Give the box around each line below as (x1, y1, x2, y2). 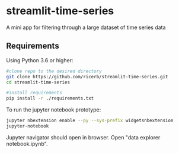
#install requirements (6, 90, 62, 96)
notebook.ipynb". (6, 140, 48, 147)
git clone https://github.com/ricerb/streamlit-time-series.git (6, 74, 168, 79)
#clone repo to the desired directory (6, 68, 102, 74)
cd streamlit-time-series (6, 79, 70, 85)
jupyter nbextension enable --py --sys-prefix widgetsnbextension (6, 117, 174, 124)
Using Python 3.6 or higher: (6, 56, 73, 63)
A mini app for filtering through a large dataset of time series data (6, 24, 166, 31)
